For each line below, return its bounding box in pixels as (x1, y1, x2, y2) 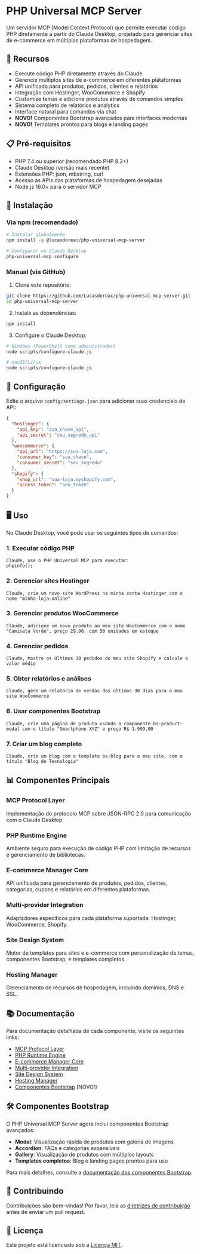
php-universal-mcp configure (6, 253, 79, 259)
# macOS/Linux (6, 360, 42, 366)
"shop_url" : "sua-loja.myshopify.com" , (17, 476, 116, 482)
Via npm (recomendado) (6, 218, 79, 226)
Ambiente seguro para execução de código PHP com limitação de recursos (6, 844, 191, 852)
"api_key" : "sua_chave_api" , (17, 426, 90, 433)
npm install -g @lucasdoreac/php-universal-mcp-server (6, 237, 146, 243)
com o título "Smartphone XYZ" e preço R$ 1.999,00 (21, 726, 153, 732)
